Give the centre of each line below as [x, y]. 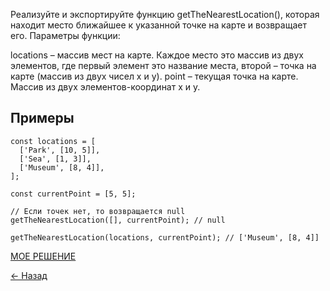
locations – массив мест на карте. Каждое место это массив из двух [157, 55]
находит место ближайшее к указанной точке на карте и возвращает [158, 25]
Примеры [42, 118]
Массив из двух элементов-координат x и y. [105, 87]
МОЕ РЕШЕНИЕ [43, 256]
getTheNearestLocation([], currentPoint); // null [118, 220]
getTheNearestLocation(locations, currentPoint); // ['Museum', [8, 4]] [165, 237]
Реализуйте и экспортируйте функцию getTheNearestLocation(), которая [165, 14]
